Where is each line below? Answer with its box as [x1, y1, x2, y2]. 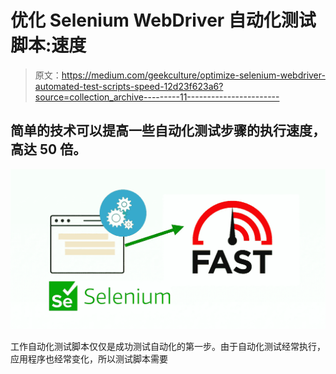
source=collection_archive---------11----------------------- [34, 91, 280, 103]
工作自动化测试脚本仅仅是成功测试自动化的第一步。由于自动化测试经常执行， [10, 341, 326, 353]
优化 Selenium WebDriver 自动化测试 [10, 9, 317, 32]
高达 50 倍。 [10, 141, 87, 158]
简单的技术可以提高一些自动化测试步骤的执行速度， [10, 122, 326, 140]
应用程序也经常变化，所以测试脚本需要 [10, 353, 168, 365]
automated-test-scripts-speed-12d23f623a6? [34, 80, 224, 92]
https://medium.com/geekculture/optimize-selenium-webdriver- [61, 69, 326, 81]
